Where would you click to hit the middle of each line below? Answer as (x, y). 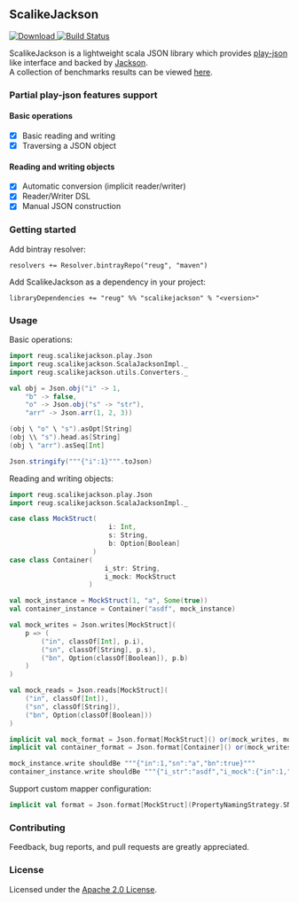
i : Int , (122, 527)
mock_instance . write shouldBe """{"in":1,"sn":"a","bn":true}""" (132, 764)
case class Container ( (51, 560)
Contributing (37, 828)
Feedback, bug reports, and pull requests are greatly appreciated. (129, 847)
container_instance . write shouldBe (75, 772)
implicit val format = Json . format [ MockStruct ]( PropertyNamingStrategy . (146, 806)
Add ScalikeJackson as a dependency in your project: (108, 282)
